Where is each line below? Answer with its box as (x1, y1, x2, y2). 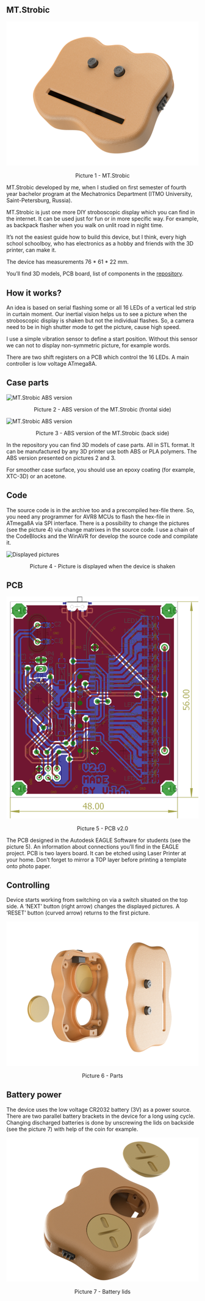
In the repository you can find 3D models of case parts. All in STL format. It (6, 441, 195, 448)
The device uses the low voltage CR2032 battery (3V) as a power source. (6, 1106, 191, 1113)
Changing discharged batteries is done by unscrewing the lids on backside (6, 1118, 194, 1126)
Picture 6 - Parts (82, 1071, 123, 1079)
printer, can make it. (6, 247, 57, 254)
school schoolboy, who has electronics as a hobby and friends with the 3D (6, 240, 194, 247)
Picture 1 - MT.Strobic (75, 172, 130, 179)
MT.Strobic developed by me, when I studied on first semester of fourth (6, 184, 187, 191)
